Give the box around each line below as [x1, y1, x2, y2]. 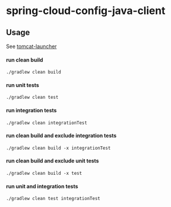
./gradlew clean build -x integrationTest [6, 145, 111, 151]
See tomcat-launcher [6, 43, 57, 50]
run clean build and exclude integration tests [6, 132, 117, 139]
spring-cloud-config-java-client [6, 4, 166, 18]
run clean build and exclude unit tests [6, 157, 99, 164]
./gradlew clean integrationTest [6, 120, 88, 126]
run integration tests [6, 107, 57, 113]
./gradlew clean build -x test [6, 171, 82, 177]
